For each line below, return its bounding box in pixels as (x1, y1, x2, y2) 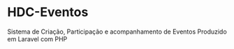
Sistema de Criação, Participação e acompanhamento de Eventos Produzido (7, 27, 227, 36)
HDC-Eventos (7, 4, 89, 20)
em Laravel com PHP (7, 34, 68, 43)
